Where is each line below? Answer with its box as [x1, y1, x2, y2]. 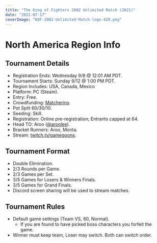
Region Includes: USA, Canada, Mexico [12, 84, 95, 90]
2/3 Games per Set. [12, 171, 54, 177]
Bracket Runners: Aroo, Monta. [12, 127, 78, 133]
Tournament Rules [5, 202, 65, 211]
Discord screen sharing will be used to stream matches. [12, 187, 130, 194]
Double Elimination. [12, 160, 54, 167]
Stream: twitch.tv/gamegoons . [12, 132, 76, 138]
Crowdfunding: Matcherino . [12, 100, 71, 106]
